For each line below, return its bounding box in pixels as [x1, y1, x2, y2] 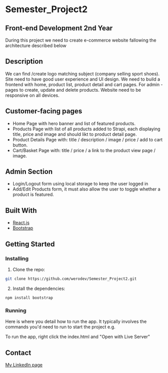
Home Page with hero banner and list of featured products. [12, 120, 136, 126]
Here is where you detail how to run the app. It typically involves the [5, 318, 147, 325]
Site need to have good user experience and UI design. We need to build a [5, 76, 160, 82]
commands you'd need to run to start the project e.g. [5, 324, 115, 330]
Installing [5, 255, 29, 262]
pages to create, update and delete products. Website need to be [5, 87, 141, 93]
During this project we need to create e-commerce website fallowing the [5, 37, 157, 43]
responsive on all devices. [5, 92, 60, 98]
